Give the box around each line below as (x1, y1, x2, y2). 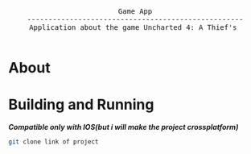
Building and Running (8, 96, 154, 114)
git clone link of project (8, 138, 99, 146)
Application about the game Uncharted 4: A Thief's (29, 23, 237, 31)
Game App (117, 7, 153, 15)
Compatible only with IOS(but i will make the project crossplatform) (8, 123, 239, 132)
